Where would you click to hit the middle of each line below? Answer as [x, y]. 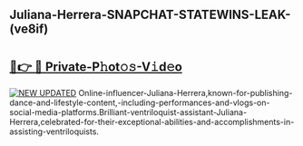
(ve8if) [29, 29]
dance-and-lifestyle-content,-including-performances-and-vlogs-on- [140, 102]
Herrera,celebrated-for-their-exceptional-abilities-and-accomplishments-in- [152, 122]
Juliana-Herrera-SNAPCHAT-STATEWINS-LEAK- [150, 15]
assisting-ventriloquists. [54, 131]
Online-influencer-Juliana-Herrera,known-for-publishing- [186, 93]
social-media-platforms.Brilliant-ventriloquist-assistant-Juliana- [128, 112]
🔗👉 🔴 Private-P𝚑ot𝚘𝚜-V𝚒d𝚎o [96, 67]
